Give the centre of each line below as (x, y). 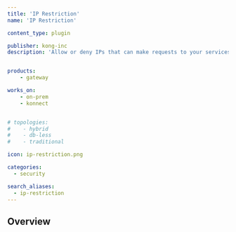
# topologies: (28, 122)
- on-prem (34, 97)
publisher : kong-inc (38, 46)
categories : (25, 167)
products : (22, 71)
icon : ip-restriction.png (45, 155)
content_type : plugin (39, 33)
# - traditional (36, 142)
